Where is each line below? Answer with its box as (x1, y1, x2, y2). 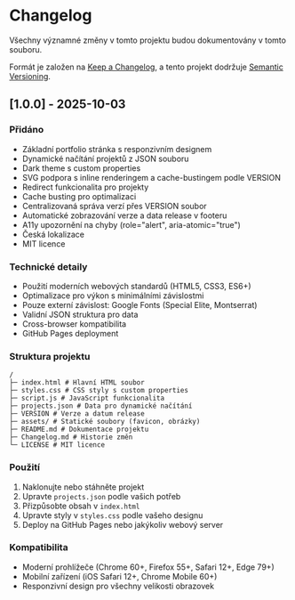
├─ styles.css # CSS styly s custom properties (9, 386, 189, 395)
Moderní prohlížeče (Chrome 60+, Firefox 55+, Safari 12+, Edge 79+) (21, 562, 275, 572)
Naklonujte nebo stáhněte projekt (21, 482, 145, 492)
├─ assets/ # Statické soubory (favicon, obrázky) (9, 418, 201, 426)
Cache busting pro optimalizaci (21, 191, 137, 201)
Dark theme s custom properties (21, 162, 141, 174)
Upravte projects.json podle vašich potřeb (21, 491, 181, 501)
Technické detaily (9, 260, 88, 272)
